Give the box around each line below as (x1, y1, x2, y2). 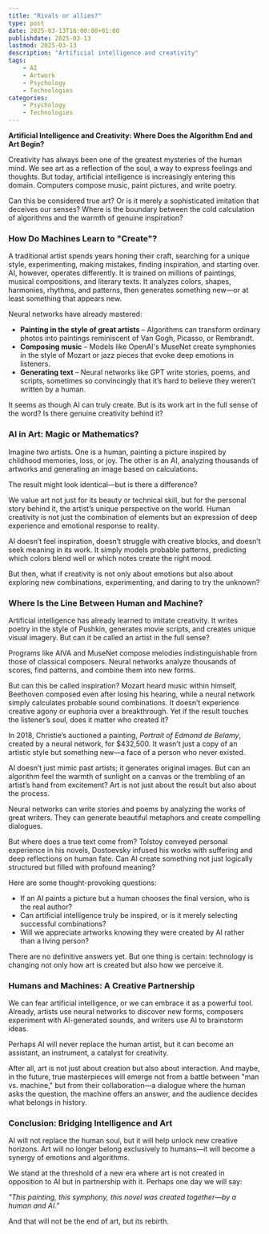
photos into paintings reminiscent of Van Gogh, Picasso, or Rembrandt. (19, 334, 255, 343)
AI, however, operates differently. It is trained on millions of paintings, (8, 268, 237, 278)
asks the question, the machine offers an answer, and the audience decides (8, 1089, 258, 1099)
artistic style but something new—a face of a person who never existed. (8, 747, 246, 757)
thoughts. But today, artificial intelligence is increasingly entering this (8, 172, 236, 181)
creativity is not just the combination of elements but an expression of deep (8, 512, 258, 522)
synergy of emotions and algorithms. (8, 1153, 130, 1163)
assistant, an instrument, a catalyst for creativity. (8, 1048, 169, 1057)
